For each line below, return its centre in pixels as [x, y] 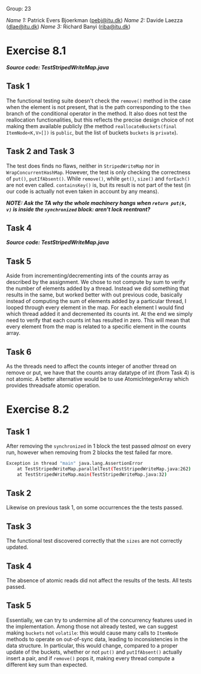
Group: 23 [19, 9]
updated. [17, 547]
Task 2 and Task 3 [40, 151]
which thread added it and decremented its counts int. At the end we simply [100, 314]
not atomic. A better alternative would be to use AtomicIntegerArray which [98, 379]
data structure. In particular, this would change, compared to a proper [92, 645]
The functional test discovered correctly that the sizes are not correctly [94, 541]
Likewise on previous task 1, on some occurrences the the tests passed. [95, 507]
